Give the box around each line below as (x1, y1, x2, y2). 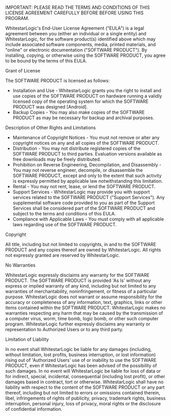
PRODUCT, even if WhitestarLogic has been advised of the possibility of (5, 363, 157, 368)
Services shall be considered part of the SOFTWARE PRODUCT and (12, 205, 156, 211)
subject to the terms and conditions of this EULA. (12, 211, 116, 216)
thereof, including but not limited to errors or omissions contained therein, (5, 390, 160, 396)
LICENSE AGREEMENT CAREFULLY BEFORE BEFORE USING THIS (5, 10, 144, 16)
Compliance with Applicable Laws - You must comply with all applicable (12, 216, 164, 222)
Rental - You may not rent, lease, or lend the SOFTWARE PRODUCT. (12, 184, 156, 189)
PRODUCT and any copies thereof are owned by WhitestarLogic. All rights (5, 247, 161, 253)
